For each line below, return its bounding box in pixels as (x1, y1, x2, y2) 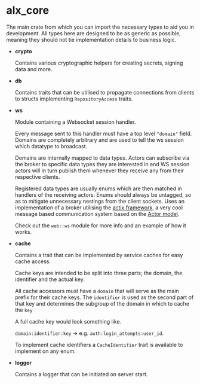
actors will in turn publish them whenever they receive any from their (14, 167, 184, 174)
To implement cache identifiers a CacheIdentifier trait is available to (14, 341, 183, 348)
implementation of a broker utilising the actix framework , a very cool (14, 204, 183, 211)
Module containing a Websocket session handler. (14, 118, 136, 126)
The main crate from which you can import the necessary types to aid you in (6, 23, 194, 31)
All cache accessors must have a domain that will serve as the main (14, 287, 179, 294)
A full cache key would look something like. (14, 318, 122, 325)
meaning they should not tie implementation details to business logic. (6, 36, 177, 43)
